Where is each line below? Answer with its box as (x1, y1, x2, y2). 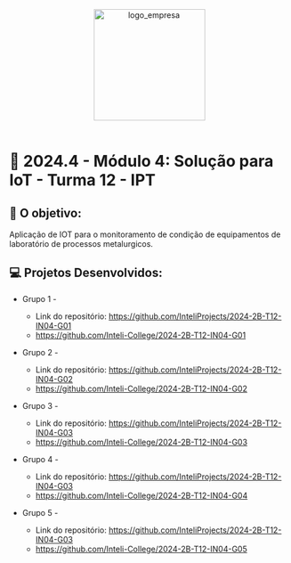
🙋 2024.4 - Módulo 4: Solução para (9, 151, 274, 172)
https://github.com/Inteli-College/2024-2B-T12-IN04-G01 (35, 330, 247, 340)
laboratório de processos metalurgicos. (9, 239, 154, 249)
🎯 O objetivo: (9, 205, 82, 221)
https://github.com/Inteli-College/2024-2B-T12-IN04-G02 (35, 383, 247, 394)
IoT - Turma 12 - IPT (9, 170, 156, 191)
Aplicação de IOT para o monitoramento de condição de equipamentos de (9, 229, 281, 240)
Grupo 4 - (21, 453, 60, 464)
